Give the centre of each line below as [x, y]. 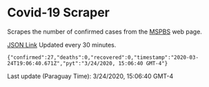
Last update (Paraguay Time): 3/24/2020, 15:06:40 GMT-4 [90, 76]
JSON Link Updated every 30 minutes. [62, 45]
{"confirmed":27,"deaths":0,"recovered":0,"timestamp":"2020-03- [103, 57]
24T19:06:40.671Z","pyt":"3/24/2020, [61, 63]
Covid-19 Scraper [59, 13]
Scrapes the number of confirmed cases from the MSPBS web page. [104, 32]
